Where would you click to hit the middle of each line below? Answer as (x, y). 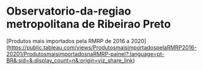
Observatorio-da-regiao (69, 11)
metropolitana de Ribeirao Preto (89, 24)
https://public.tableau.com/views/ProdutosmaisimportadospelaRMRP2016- (102, 47)
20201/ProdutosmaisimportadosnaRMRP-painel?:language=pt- (85, 54)
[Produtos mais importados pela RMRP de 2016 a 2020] (76, 41)
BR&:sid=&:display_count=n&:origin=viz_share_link (70, 60)
